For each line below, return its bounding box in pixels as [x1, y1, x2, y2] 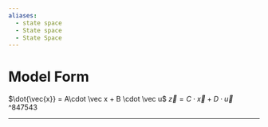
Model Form [8, 68, 89, 86]
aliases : [8, 11, 37, 20]
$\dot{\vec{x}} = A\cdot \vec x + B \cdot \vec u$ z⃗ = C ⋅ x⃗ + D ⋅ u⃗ [8, 94, 234, 104]
